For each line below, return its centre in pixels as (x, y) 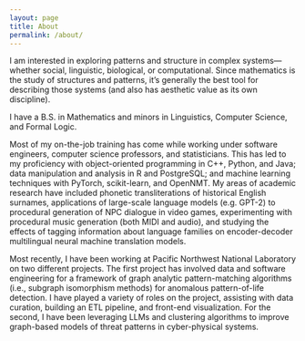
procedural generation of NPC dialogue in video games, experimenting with (151, 212)
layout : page (34, 18)
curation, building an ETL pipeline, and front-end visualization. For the (140, 307)
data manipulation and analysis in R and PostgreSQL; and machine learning (150, 173)
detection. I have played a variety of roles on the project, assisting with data (152, 298)
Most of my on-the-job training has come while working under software (143, 145)
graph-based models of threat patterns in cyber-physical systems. (134, 327)
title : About (34, 26)
